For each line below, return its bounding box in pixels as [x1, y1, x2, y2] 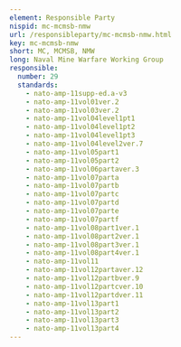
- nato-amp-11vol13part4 [25, 324, 119, 333]
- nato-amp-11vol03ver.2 [25, 106, 119, 115]
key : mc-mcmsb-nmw [9, 38, 79, 48]
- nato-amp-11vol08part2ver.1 [25, 231, 140, 240]
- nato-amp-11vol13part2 [25, 307, 119, 316]
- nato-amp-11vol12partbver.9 [25, 274, 140, 283]
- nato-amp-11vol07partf [25, 214, 119, 224]
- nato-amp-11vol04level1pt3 [25, 131, 136, 140]
